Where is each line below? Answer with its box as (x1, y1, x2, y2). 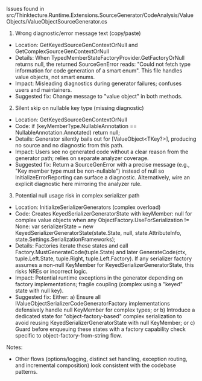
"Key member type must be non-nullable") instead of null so (14, 167, 165, 174)
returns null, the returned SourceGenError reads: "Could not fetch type (14, 60, 191, 68)
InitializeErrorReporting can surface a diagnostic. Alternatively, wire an (14, 174, 191, 181)
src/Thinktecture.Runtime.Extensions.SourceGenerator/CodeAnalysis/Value (6, 11, 194, 19)
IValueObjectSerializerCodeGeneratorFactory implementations (14, 300, 170, 307)
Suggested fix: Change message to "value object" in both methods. (14, 93, 183, 100)
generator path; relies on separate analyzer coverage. (14, 155, 149, 162)
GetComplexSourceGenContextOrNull (14, 48, 110, 55)
